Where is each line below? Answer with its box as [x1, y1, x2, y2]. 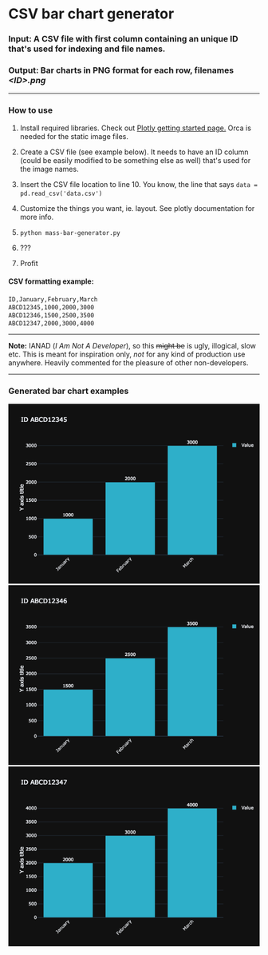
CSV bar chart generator [8, 5, 175, 23]
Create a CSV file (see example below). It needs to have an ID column [19, 147, 249, 157]
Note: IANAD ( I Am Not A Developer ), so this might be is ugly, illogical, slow [8, 340, 257, 350]
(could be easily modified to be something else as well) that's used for [19, 155, 251, 165]
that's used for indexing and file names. [8, 43, 166, 54]
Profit [19, 258, 38, 268]
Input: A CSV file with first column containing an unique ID [8, 34, 238, 45]
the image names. [19, 164, 79, 173]
